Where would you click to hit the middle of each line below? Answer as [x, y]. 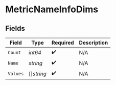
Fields [15, 28]
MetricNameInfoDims [52, 9]
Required [63, 43]
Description [94, 43]
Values [16, 73]
